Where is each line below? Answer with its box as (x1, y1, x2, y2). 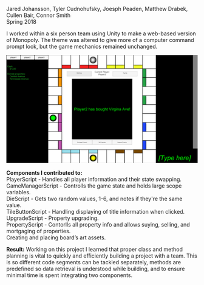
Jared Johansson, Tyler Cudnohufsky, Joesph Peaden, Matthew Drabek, (6, 5, 188, 12)
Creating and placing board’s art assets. (6, 234, 106, 241)
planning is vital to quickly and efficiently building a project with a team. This (6, 252, 197, 259)
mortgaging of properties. (6, 227, 71, 234)
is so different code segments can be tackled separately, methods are (6, 258, 181, 266)
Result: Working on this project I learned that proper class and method (6, 245, 183, 253)
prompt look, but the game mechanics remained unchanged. (6, 43, 158, 50)
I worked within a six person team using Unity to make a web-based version (6, 30, 196, 37)
